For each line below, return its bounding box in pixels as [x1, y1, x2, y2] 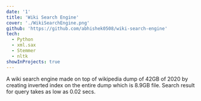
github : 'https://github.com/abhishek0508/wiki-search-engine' [6, 25, 168, 32]
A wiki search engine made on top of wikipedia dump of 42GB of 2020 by [6, 75, 188, 82]
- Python [11, 36, 34, 42]
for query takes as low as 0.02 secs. [6, 88, 96, 95]
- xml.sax [11, 42, 36, 48]
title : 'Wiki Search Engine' [6, 14, 79, 20]
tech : [6, 31, 20, 37]
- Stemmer [11, 48, 36, 54]
